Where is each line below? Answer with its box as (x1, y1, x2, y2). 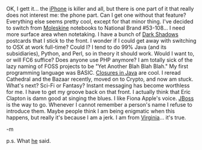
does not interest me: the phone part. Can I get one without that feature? (6, 11, 186, 19)
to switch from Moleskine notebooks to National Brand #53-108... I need (6, 24, 185, 31)
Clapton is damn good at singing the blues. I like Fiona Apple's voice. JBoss (6, 95, 194, 102)
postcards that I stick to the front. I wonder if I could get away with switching (6, 37, 197, 44)
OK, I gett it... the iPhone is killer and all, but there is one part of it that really (6, 5, 194, 12)
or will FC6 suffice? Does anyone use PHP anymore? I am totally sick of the (6, 57, 193, 63)
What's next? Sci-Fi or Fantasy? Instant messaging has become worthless (6, 82, 190, 89)
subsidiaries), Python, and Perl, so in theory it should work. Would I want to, (6, 50, 195, 57)
